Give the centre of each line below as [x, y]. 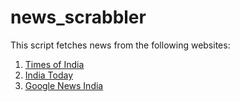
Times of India [54, 64]
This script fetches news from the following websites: [120, 45]
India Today [49, 75]
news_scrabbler [78, 17]
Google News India [64, 85]
